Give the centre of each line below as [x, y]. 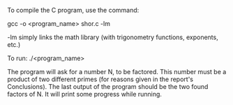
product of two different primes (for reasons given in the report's [100, 79]
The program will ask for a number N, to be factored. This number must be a [117, 72]
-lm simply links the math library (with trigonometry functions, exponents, [113, 37]
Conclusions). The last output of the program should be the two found [108, 86]
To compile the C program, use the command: [73, 10]
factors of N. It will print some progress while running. [85, 94]
